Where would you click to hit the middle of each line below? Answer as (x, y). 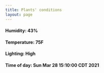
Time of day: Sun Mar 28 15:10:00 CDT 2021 (52, 65)
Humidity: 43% (21, 31)
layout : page (19, 15)
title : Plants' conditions (34, 10)
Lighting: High (20, 54)
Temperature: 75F (24, 42)
